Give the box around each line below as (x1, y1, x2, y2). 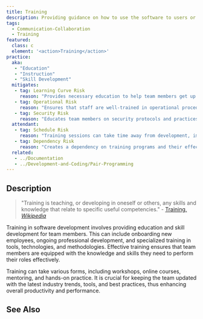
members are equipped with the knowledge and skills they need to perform (6, 249, 193, 257)
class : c (11, 43, 34, 49)
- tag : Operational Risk (14, 99, 77, 105)
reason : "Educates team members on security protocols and (19, 116, 172, 122)
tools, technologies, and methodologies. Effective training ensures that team (6, 243, 196, 251)
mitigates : (11, 82, 39, 88)
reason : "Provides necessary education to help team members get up (19, 93, 196, 99)
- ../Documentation (14, 155, 63, 161)
